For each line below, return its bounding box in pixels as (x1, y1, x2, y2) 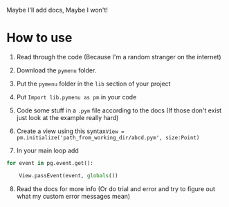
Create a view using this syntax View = (16, 127, 125, 135)
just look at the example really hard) (16, 113, 119, 121)
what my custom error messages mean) (16, 192, 131, 200)
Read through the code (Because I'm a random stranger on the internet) (16, 52, 222, 61)
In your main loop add (16, 146, 79, 155)
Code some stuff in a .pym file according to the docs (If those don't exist (16, 106, 222, 115)
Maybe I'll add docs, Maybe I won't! (6, 6, 109, 14)
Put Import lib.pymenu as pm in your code (16, 92, 137, 101)
